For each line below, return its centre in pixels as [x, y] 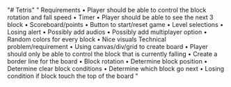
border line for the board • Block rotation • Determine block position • [107, 61]
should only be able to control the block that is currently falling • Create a [112, 54]
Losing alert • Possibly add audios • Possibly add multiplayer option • [107, 32]
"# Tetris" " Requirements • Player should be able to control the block [107, 10]
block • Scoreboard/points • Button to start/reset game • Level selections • [115, 25]
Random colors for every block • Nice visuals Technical [87, 39]
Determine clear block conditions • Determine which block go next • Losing [116, 69]
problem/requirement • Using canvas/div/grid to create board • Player [108, 47]
